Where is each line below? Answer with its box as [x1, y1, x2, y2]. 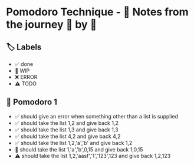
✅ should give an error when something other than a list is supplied [14, 113, 179, 120]
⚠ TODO [14, 80, 37, 87]
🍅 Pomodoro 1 [6, 97, 58, 107]
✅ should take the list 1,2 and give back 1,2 [14, 119, 119, 126]
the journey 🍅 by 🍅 [6, 18, 97, 31]
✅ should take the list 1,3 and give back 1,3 [14, 126, 119, 133]
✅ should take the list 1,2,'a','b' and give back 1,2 [14, 139, 133, 146]
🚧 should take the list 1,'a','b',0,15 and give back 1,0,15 [14, 146, 143, 153]
